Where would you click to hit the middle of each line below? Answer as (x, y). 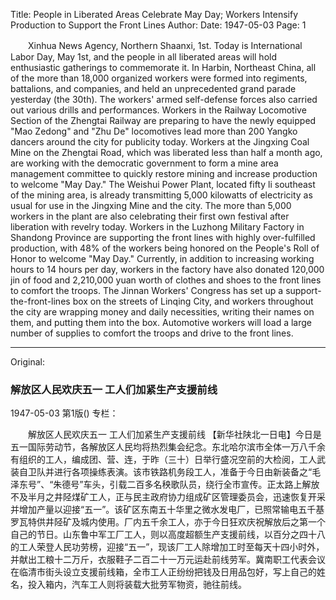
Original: (28, 362)
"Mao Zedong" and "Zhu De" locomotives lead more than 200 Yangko (154, 131)
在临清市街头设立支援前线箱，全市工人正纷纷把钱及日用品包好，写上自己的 (163, 572)
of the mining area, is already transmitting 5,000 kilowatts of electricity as (161, 195)
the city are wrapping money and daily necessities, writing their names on (162, 312)
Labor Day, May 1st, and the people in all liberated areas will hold (144, 57)
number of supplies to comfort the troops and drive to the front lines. (152, 333)
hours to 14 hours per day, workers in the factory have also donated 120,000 (167, 269)
